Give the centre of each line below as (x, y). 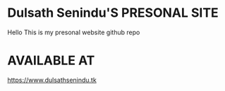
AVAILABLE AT (51, 61)
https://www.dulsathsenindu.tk (52, 80)
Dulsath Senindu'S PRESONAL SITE (113, 13)
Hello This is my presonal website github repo (74, 32)
